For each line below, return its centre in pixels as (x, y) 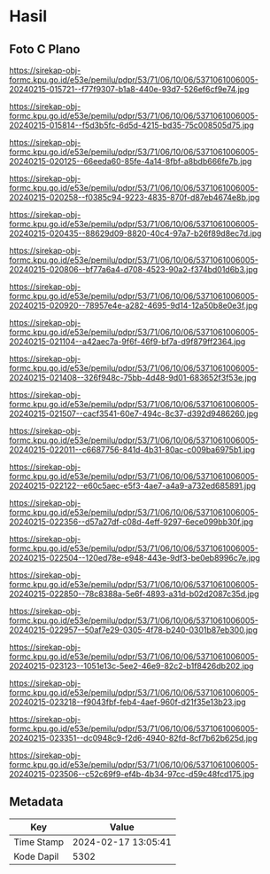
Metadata (36, 802)
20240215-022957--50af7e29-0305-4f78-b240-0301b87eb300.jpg (134, 630)
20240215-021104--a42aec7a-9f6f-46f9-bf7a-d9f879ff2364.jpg (127, 342)
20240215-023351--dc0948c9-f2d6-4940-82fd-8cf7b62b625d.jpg (134, 738)
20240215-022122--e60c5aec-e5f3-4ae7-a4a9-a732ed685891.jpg (133, 486)
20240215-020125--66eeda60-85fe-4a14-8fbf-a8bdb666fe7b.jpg (131, 161)
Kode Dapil (36, 856)
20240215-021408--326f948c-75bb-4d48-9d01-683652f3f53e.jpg (133, 378)
